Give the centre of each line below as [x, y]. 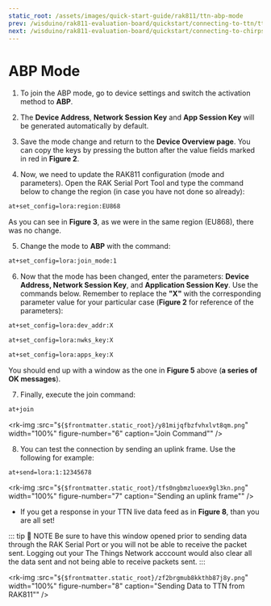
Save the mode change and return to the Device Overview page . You [135, 141]
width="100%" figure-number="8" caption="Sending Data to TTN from [127, 586]
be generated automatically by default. [84, 126]
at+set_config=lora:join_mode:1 [63, 261]
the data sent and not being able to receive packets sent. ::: [107, 562]
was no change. [35, 230]
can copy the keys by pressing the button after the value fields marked [138, 150]
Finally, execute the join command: [77, 394]
